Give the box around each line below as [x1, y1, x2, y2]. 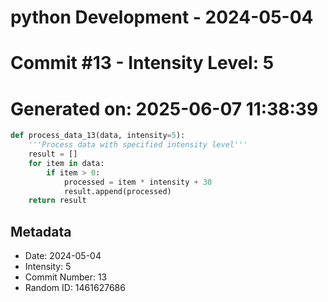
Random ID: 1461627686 [24, 282, 126, 294]
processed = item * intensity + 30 [63, 177, 213, 187]
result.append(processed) [63, 186, 172, 196]
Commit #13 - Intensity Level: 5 [10, 52, 275, 75]
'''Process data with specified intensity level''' [28, 140, 248, 150]
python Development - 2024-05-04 [10, 6, 314, 29]
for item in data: [28, 158, 105, 168]
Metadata [10, 223, 72, 240]
